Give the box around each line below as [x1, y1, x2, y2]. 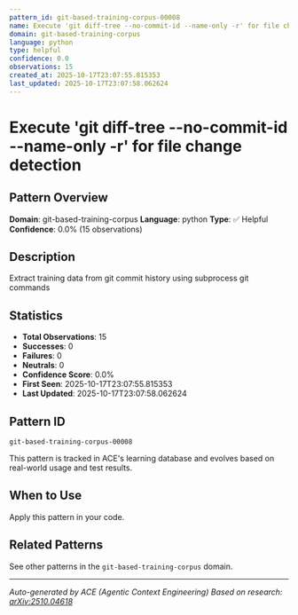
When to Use [9, 488, 82, 503]
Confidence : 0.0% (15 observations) [9, 224, 144, 234]
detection [9, 154, 82, 175]
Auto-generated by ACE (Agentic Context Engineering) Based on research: [9, 587, 283, 597]
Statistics [9, 308, 64, 323]
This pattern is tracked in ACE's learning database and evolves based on [9, 453, 275, 464]
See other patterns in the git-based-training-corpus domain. [9, 561, 233, 572]
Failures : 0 [21, 351, 62, 361]
